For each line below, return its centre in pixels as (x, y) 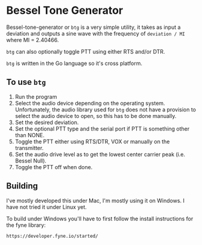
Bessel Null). (31, 161)
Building (22, 186)
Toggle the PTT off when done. (54, 167)
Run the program (36, 96)
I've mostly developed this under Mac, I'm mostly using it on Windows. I (96, 200)
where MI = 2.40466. (33, 40)
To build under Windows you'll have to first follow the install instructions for (100, 219)
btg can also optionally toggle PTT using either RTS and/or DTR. (86, 51)
